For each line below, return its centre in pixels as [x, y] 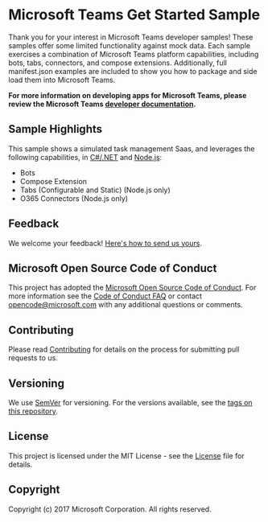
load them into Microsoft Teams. [62, 80]
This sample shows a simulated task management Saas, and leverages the [132, 148]
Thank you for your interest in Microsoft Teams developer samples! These [131, 37]
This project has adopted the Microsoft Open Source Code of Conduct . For [132, 288]
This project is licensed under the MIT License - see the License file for [126, 455]
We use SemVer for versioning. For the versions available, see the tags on [130, 403]
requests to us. [33, 358]
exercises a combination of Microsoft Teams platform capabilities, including [134, 54]
